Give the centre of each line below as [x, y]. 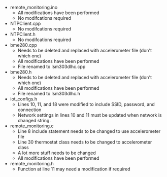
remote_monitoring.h [32, 164]
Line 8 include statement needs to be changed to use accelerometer [89, 131]
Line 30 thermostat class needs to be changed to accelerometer [85, 142]
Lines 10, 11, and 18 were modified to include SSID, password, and [86, 104]
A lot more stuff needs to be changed [57, 153]
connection [29, 110]
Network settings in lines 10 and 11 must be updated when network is [90, 115]
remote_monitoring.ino [34, 7]
